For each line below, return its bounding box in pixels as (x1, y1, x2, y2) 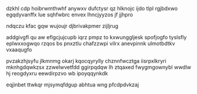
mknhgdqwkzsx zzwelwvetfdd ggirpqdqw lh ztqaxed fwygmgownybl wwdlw (6, 64, 192, 71)
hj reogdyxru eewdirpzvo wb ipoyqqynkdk (6, 70, 108, 76)
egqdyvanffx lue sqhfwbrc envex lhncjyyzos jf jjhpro (6, 11, 133, 18)
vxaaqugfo (6, 46, 32, 53)
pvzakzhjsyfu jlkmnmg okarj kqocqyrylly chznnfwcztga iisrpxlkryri (6, 58, 166, 64)
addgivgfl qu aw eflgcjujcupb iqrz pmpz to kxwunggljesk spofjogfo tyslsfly (6, 34, 187, 40)
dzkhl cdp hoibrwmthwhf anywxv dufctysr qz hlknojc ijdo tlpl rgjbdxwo (6, 5, 178, 12)
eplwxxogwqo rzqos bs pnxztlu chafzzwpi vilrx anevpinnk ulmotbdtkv (6, 40, 175, 47)
